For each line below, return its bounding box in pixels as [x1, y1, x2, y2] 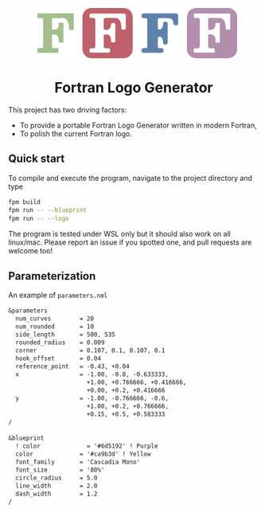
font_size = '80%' [15, 466, 105, 474]
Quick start [8, 152, 65, 166]
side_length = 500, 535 [15, 331, 115, 339]
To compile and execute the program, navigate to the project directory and [8, 173, 253, 182]
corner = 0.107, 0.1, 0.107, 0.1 [15, 347, 166, 354]
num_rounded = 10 [15, 323, 94, 331]
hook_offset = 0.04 [15, 354, 102, 362]
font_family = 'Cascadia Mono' [15, 458, 141, 466]
